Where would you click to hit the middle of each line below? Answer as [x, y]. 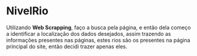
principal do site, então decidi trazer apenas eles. [67, 46]
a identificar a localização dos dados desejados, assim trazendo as [89, 33]
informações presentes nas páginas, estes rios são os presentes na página [98, 40]
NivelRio [27, 11]
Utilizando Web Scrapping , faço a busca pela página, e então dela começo [98, 27]
